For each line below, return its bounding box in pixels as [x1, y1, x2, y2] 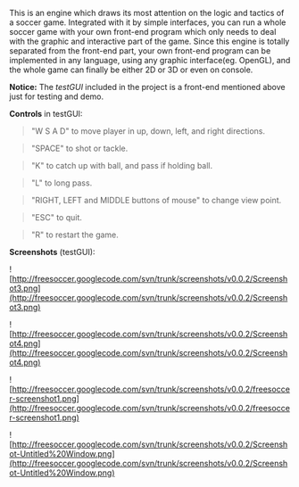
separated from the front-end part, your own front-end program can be [9, 45, 271, 56]
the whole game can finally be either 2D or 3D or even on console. [9, 64, 253, 75]
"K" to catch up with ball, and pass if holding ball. [30, 161, 213, 170]
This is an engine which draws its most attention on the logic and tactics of [9, 8, 285, 18]
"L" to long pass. [30, 177, 93, 188]
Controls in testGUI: [9, 109, 83, 119]
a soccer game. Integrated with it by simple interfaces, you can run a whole [9, 17, 287, 28]
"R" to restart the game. [30, 229, 119, 240]
